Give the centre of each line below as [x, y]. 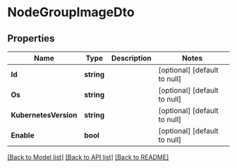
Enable [23, 135]
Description [132, 58]
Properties [31, 38]
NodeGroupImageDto [71, 12]
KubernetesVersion [44, 115]
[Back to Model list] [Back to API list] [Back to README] [88, 157]
